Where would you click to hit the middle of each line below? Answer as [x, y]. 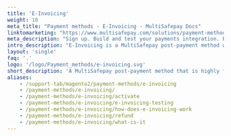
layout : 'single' [32, 52]
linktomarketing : [32, 33]
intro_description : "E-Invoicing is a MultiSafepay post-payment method [113, 45]
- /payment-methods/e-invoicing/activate [79, 97]
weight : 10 [23, 20]
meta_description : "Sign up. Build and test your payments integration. [113, 39]
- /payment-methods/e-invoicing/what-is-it [83, 122]
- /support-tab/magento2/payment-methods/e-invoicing [98, 84]
